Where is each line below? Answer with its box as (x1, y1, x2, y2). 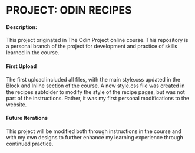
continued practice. (6, 140, 54, 147)
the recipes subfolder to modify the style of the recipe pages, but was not (6, 88, 186, 95)
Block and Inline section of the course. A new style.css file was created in (6, 82, 185, 89)
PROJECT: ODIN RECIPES (6, 4, 132, 17)
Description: (6, 23, 37, 30)
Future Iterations (6, 115, 48, 122)
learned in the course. (6, 49, 60, 56)
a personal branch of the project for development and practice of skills (6, 43, 178, 50)
